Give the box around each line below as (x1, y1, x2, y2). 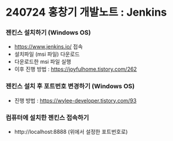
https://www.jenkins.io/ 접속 (14, 43, 83, 50)
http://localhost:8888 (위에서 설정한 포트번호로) (14, 128, 128, 136)
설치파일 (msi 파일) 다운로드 (14, 50, 80, 58)
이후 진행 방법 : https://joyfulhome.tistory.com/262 (14, 65, 137, 73)
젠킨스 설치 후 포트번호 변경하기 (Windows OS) (5, 82, 135, 91)
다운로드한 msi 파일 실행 (14, 58, 71, 65)
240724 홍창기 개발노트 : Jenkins (5, 5, 167, 19)
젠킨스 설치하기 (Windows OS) (5, 28, 91, 37)
